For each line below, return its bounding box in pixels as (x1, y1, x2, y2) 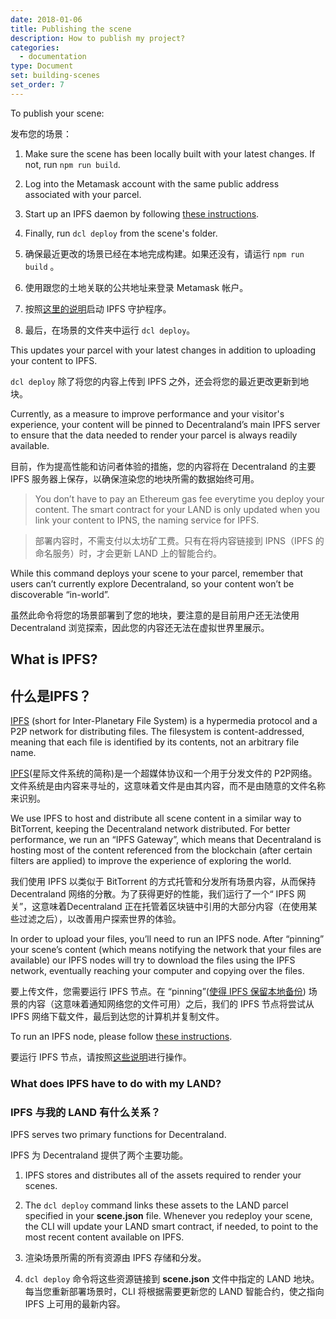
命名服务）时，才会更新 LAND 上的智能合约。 (34, 547, 222, 559)
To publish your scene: (10, 107, 105, 119)
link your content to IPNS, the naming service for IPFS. (34, 514, 260, 526)
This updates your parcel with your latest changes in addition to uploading (10, 344, 316, 356)
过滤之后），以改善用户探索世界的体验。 (18, 912, 182, 925)
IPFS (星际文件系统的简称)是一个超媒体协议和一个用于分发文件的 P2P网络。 (10, 767, 318, 779)
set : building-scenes (10, 71, 101, 81)
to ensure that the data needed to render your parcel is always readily (10, 429, 298, 441)
